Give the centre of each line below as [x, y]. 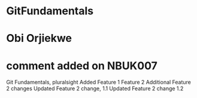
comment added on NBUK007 [82, 65]
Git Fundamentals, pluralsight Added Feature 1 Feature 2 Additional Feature [99, 82]
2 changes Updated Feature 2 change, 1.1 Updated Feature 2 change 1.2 [95, 88]
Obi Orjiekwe [39, 39]
